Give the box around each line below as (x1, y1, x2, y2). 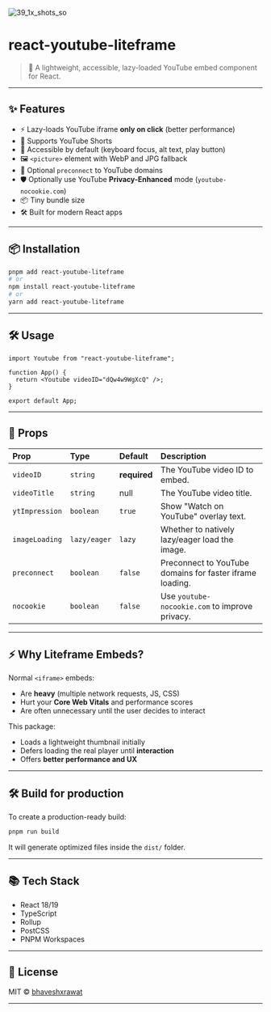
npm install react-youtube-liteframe (8, 283, 135, 291)
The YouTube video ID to (160, 464, 254, 475)
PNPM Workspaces (19, 934, 85, 944)
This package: (8, 722, 56, 731)
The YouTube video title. (160, 487, 252, 498)
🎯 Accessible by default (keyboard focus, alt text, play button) (19, 144, 226, 154)
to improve (212, 600, 253, 612)
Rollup (19, 917, 42, 926)
